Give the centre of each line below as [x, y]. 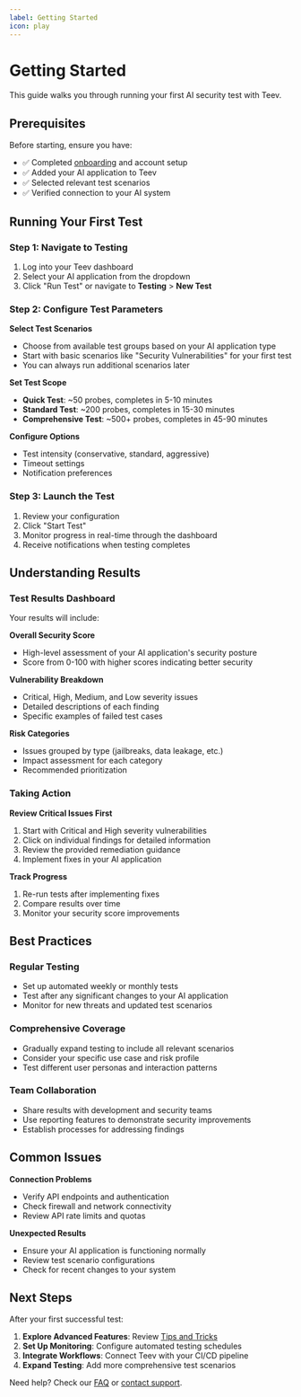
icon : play [30, 26]
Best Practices [51, 941]
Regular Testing [44, 967]
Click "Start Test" [54, 526]
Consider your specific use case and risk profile [111, 1057]
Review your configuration [71, 516]
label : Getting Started [54, 18]
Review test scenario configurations [88, 1260]
